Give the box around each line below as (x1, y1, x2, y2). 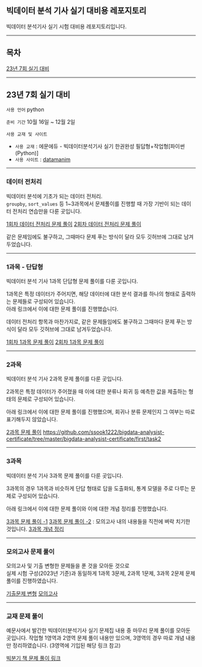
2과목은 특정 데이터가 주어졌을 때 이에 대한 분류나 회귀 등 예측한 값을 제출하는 (6, 388, 188, 395)
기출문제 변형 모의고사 (6, 589, 58, 597)
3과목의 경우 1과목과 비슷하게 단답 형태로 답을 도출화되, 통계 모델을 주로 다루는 (6, 484, 189, 492)
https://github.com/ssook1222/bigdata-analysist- (43, 428, 165, 436)
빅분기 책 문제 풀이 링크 (6, 654, 61, 662)
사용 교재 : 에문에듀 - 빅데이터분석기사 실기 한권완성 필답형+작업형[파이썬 (14, 143, 185, 150)
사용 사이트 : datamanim (14, 156, 71, 163)
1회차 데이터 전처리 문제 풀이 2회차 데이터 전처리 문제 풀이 (6, 220, 141, 227)
